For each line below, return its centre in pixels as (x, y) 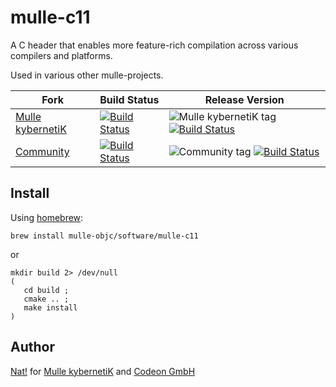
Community (42, 151)
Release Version (244, 99)
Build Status (129, 99)
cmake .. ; (46, 299)
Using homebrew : (47, 217)
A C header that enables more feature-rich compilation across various (154, 45)
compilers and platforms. (61, 55)
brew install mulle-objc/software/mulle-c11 (104, 236)
